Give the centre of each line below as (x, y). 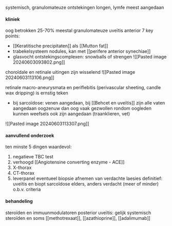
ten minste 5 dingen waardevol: (39, 147)
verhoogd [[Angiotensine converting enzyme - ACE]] (69, 162)
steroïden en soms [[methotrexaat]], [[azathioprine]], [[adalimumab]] (78, 218)
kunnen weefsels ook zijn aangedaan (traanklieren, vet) (71, 114)
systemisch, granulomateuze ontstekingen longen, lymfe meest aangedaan (85, 7)
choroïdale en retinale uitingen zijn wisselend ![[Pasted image (70, 72)
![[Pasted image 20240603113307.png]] (47, 124)
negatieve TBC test (33, 157)
